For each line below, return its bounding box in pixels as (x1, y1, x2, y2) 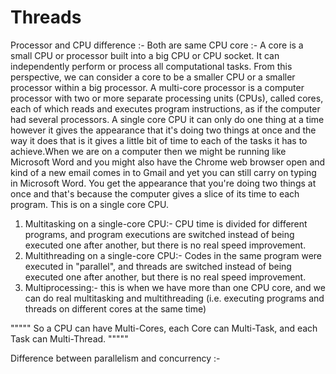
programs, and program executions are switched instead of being (24, 228, 295, 240)
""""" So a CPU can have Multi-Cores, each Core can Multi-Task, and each (10, 322, 318, 334)
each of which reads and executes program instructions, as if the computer (10, 102, 321, 115)
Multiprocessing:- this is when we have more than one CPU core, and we (24, 281, 326, 293)
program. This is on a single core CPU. (10, 198, 169, 210)
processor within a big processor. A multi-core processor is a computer (10, 81, 305, 93)
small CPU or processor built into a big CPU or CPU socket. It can (10, 49, 280, 61)
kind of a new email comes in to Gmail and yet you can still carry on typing (10, 166, 317, 178)
